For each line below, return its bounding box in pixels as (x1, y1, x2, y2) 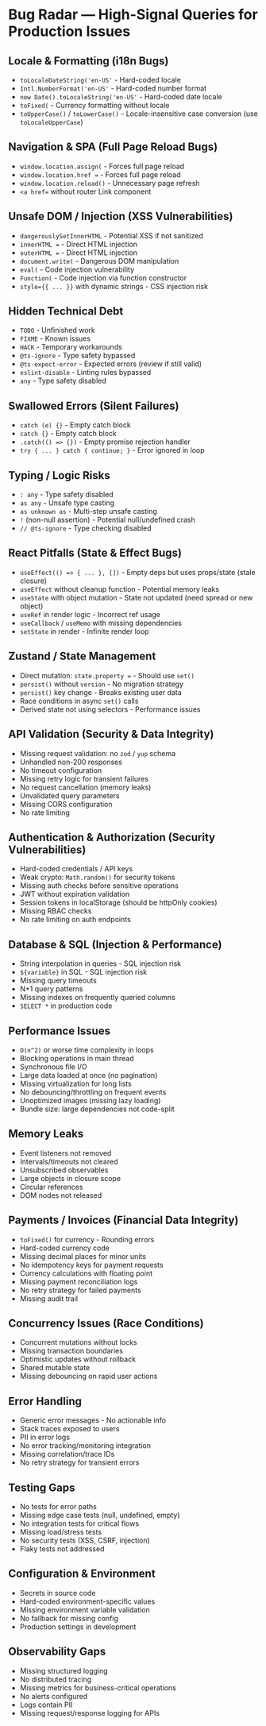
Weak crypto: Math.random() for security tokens (19, 872, 176, 882)
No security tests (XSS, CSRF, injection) (19, 1535, 151, 1545)
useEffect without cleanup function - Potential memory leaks (19, 584, 220, 593)
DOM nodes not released (19, 1190, 102, 1200)
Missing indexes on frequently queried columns (19, 993, 176, 1002)
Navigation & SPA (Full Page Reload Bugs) (8, 141, 218, 154)
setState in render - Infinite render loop (19, 626, 149, 636)
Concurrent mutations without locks (19, 1338, 137, 1347)
